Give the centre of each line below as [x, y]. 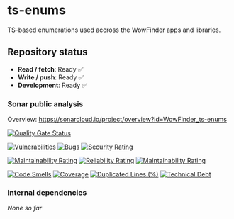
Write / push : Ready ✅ [51, 77]
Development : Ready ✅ [52, 85]
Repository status [48, 52]
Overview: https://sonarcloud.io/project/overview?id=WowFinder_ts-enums [117, 120]
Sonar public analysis [45, 103]
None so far [25, 208]
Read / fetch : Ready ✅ [50, 69]
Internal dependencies [47, 192]
